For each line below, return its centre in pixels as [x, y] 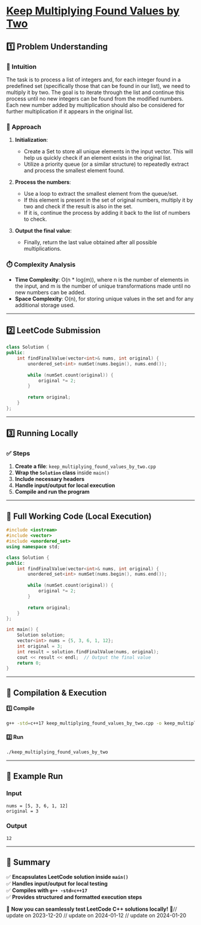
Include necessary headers [50, 479]
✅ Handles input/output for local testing [57, 883]
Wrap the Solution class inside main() [62, 473]
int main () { [22, 629]
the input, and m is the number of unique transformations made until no [103, 286]
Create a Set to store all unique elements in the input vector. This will [108, 151]
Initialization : [31, 140]
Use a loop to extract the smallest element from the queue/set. [101, 194]
